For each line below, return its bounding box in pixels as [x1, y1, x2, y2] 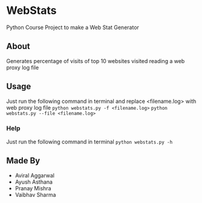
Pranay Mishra [15, 184, 51, 191]
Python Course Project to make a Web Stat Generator [6, 24, 139, 31]
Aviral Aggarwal [15, 171, 55, 179]
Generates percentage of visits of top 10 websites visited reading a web [6, 57, 185, 64]
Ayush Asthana [15, 178, 53, 185]
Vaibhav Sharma [15, 191, 56, 198]
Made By [6, 156, 41, 166]
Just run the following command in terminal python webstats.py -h [6, 138, 173, 145]
